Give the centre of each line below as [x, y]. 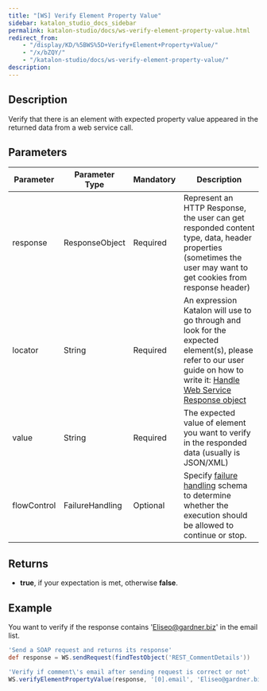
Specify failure [211, 476]
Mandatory [155, 180]
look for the [205, 330]
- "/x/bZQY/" [44, 53]
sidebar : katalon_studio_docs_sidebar [72, 23]
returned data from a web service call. [71, 127]
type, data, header [217, 238]
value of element [215, 423]
